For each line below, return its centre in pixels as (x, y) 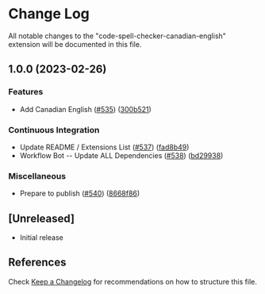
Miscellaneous (37, 176)
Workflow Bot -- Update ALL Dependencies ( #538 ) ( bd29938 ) (121, 155)
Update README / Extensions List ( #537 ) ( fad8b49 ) (104, 147)
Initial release (41, 238)
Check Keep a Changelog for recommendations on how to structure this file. (133, 281)
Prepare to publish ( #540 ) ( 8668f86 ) (80, 193)
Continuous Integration (54, 130)
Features (26, 92)
